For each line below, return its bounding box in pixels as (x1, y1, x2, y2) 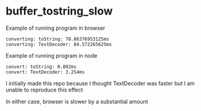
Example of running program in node (5, 52, 98, 59)
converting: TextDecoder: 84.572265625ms (5, 41, 112, 47)
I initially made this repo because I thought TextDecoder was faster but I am (5, 79, 195, 87)
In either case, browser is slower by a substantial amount (5, 98, 148, 105)
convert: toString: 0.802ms (5, 64, 77, 70)
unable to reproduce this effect (5, 86, 83, 93)
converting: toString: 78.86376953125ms (5, 36, 110, 42)
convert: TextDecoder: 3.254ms (5, 69, 85, 75)
